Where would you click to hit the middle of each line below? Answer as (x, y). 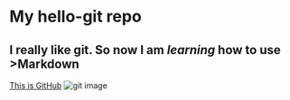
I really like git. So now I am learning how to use (145, 50)
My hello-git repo (75, 17)
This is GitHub (36, 86)
